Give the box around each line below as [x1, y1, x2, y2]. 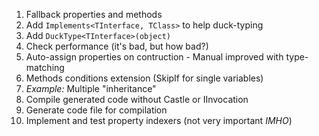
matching [25, 62, 65, 73]
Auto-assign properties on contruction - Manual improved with [25, 51, 284, 63]
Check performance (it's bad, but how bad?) [25, 40, 209, 52]
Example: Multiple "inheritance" [25, 83, 157, 94]
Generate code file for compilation [25, 104, 168, 116]
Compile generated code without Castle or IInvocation [25, 94, 249, 105]
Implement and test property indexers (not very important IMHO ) [25, 115, 293, 126]
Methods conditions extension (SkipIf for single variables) [25, 72, 264, 84]
